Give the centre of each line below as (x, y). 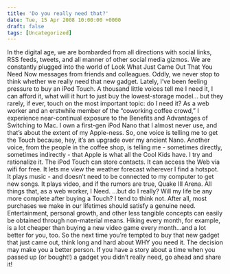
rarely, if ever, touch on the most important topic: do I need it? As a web (108, 103)
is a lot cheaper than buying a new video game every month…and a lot (107, 228)
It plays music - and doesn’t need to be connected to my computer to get (111, 177)
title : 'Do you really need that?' (58, 13)
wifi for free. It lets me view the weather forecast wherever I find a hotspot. (113, 169)
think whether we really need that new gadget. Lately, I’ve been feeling (107, 82)
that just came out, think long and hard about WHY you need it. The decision (115, 242)
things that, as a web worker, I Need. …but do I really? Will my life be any (110, 191)
